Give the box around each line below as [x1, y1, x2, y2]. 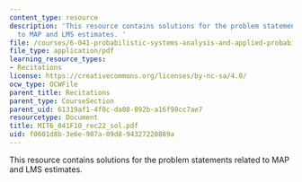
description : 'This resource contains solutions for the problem [9, 22, 259, 30]
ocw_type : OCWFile [9, 80, 78, 89]
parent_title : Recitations [9, 88, 111, 97]
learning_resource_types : [9, 55, 106, 64]
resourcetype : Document [9, 113, 99, 122]
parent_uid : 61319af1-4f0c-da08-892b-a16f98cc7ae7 [9, 105, 203, 114]
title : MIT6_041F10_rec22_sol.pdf [9, 122, 139, 131]
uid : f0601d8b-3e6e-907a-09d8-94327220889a [9, 130, 175, 139]
